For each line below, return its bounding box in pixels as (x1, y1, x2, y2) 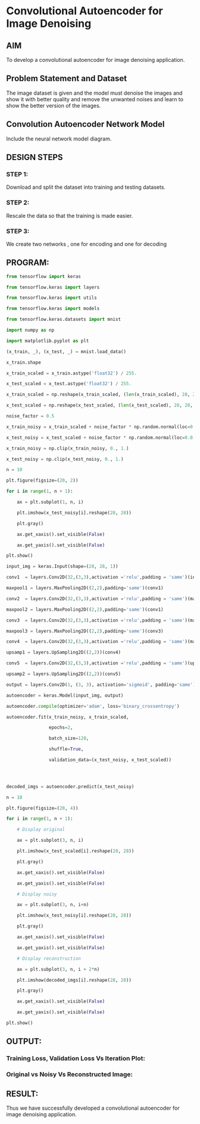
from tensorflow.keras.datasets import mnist (6, 317, 121, 323)
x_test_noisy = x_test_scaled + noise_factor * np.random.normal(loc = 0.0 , (6, 435, 196, 441)
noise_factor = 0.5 (6, 413, 55, 419)
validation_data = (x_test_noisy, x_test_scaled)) (48, 757, 171, 763)
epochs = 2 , (48, 725, 73, 730)
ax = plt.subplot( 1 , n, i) (17, 499, 84, 505)
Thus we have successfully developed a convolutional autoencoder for (6, 1104, 180, 1111)
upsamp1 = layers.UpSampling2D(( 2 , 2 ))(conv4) (6, 650, 121, 655)
